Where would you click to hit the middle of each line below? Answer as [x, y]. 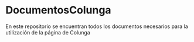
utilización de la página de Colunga [48, 32]
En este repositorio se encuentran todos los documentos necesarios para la [97, 26]
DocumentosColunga [59, 10]
